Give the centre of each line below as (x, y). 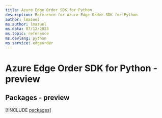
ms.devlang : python (26, 39)
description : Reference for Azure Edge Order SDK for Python (72, 15)
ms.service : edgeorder (29, 43)
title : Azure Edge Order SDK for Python (49, 10)
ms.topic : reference (27, 34)
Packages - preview (37, 98)
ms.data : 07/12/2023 (27, 29)
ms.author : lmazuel (26, 24)
